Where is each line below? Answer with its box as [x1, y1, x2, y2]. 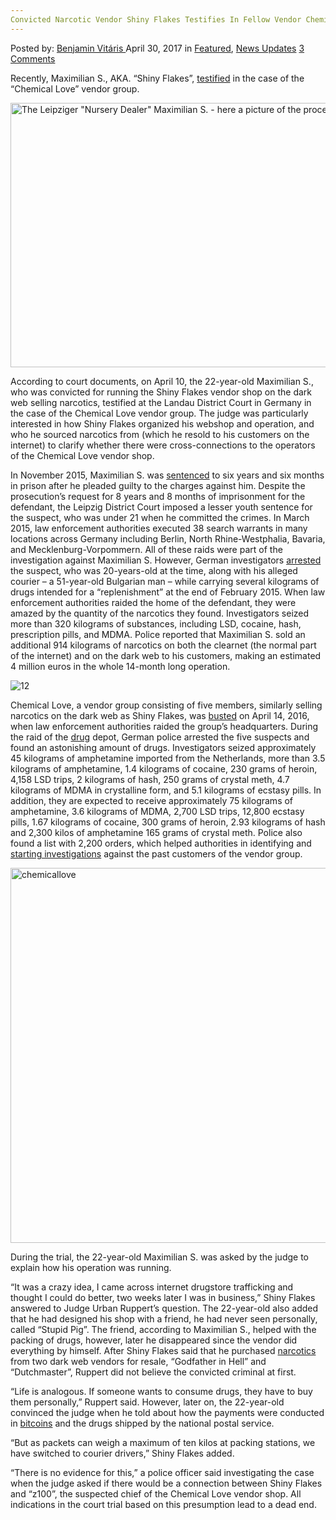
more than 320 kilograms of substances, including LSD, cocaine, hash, [10, 617, 302, 630]
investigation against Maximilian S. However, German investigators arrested [10, 554, 322, 566]
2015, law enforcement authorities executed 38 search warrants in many [10, 522, 308, 534]
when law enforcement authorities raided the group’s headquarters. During [10, 720, 319, 732]
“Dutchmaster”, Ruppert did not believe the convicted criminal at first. [10, 1366, 297, 1378]
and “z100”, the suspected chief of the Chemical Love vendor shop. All [10, 1487, 302, 1500]
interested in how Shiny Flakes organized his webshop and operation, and [10, 417, 315, 430]
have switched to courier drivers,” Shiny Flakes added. [10, 1447, 235, 1459]
